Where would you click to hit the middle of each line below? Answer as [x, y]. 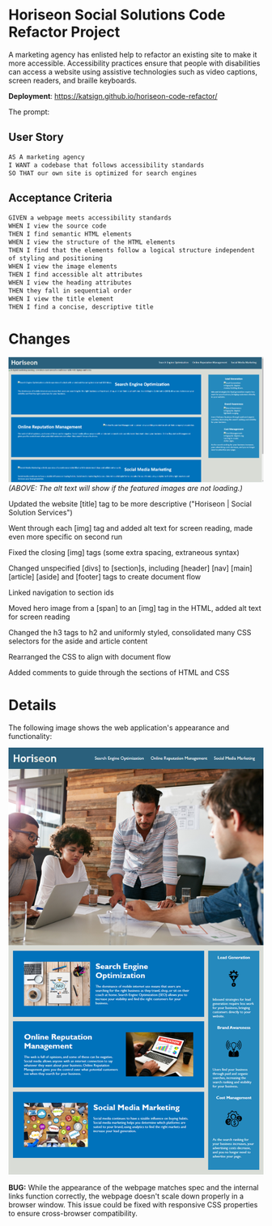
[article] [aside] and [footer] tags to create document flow [105, 576]
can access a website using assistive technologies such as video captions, [133, 71]
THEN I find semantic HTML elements [70, 234]
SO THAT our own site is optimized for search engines [103, 173]
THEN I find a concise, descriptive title [81, 307]
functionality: [30, 736]
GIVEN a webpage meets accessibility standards [90, 218]
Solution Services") [40, 512]
